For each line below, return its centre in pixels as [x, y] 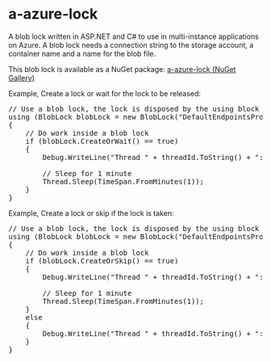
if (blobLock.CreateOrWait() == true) [102, 141]
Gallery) [21, 78]
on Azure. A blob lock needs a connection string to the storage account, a [131, 44]
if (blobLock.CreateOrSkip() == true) [102, 261]
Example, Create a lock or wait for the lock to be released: [105, 93]
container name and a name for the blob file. [82, 53]
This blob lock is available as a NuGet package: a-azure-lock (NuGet [122, 69]
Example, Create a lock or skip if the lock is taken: [91, 213]
